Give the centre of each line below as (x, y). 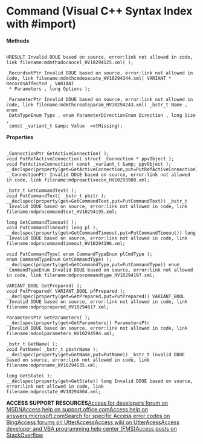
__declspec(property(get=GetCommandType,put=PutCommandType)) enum (93, 264)
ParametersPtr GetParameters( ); (48, 318)
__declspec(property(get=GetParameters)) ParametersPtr (78, 323)
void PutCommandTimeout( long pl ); (52, 227)
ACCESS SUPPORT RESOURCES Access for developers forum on (87, 403)
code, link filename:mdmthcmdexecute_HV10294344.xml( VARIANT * (89, 78)
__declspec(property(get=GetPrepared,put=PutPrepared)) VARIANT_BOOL (96, 296)
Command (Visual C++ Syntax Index (99, 11)
